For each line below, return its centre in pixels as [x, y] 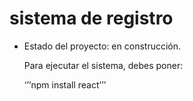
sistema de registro [91, 18]
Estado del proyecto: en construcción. [102, 46]
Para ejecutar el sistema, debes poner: [103, 65]
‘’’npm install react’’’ [65, 84]
